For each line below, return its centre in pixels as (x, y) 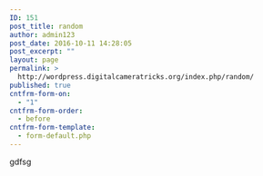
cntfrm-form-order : (46, 111)
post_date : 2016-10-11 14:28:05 (71, 43)
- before (34, 119)
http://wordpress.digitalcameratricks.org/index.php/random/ (136, 77)
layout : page (34, 60)
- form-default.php (55, 136)
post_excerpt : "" (42, 52)
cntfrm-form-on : (40, 93)
